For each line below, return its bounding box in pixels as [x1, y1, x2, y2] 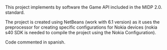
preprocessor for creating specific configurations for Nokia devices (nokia [5, 24, 158, 30]
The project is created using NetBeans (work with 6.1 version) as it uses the [5, 19, 160, 25]
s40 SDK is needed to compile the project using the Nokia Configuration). [5, 30, 156, 35]
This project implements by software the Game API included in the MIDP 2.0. [5, 4, 163, 10]
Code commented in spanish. [5, 39, 66, 45]
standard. [5, 9, 25, 15]
